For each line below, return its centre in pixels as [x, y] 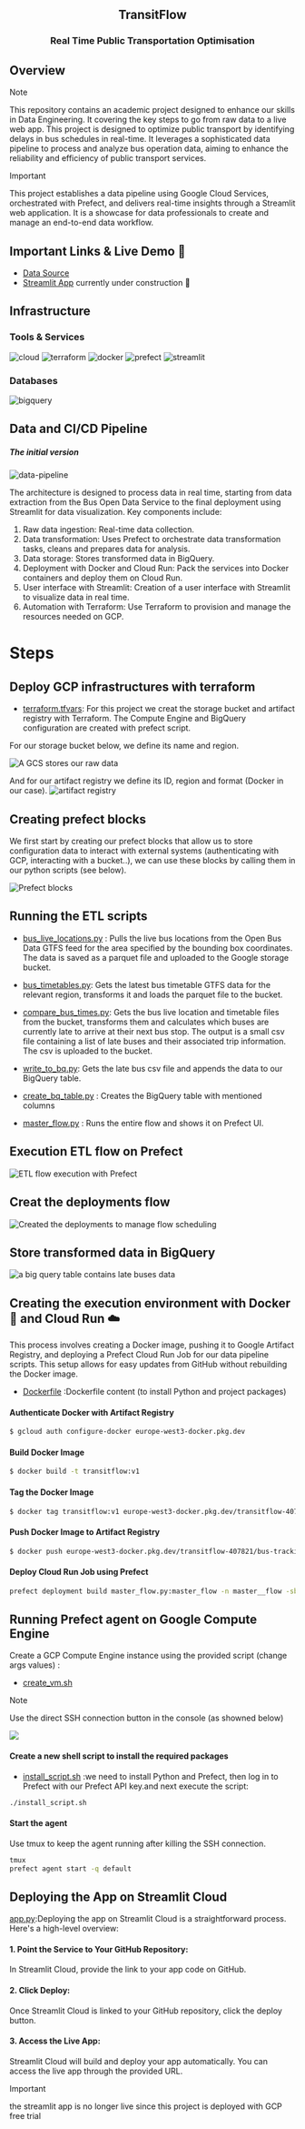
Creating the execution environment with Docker [150, 1303]
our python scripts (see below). [68, 870]
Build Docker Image [47, 1452]
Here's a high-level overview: [64, 1929]
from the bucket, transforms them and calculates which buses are [146, 1022]
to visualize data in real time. [76, 597]
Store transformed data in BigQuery [113, 1252]
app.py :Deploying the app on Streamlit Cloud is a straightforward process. [148, 1919]
